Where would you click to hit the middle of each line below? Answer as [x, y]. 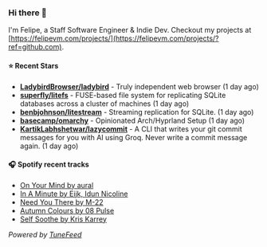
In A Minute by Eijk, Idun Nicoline [74, 194]
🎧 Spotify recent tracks [49, 165]
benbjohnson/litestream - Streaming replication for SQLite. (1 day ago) [137, 112]
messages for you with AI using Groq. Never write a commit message [133, 137]
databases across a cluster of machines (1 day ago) [104, 104]
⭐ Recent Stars [33, 65]
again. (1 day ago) [49, 146]
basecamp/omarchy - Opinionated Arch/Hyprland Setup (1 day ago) [132, 120]
